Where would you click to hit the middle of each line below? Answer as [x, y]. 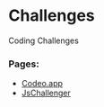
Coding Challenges [44, 40]
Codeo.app [42, 84]
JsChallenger [46, 93]
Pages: [24, 64]
